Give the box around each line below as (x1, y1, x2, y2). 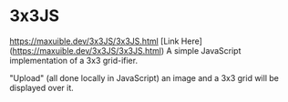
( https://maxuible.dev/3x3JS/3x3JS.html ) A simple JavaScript (9, 45, 242, 56)
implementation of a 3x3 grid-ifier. (9, 55, 139, 66)
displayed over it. (9, 82, 75, 93)
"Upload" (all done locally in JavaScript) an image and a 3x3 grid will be (9, 72, 280, 83)
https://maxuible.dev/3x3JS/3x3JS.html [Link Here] (9, 36, 203, 46)
